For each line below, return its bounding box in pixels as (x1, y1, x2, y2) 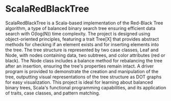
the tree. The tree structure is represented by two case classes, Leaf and (5, 47, 159, 53)
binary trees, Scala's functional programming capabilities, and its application (5, 84, 166, 90)
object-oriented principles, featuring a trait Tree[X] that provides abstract (5, 36, 159, 42)
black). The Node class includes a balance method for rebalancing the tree (5, 57, 162, 63)
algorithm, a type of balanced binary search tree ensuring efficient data (5, 25, 156, 31)
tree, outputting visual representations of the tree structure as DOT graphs (5, 74, 162, 80)
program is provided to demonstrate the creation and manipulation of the (5, 68, 159, 74)
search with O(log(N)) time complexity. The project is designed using (5, 30, 151, 37)
